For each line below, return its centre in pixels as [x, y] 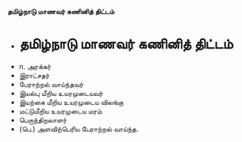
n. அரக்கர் [35, 66]
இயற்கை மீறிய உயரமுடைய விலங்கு [71, 102]
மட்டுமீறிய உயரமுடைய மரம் [60, 111]
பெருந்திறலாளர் [43, 120]
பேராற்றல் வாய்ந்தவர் [51, 84]
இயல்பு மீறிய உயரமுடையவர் [61, 93]
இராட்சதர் [34, 75]
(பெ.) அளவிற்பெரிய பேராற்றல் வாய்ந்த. [79, 129]
